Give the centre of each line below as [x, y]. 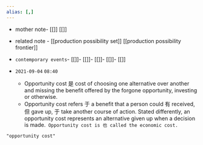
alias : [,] [20, 12]
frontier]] [26, 47]
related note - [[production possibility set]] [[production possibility [98, 41]
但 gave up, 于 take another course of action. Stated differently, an [107, 111]
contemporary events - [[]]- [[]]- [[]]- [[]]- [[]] [70, 59]
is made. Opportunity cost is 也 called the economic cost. [101, 124]
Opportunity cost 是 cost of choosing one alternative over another [107, 83]
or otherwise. [41, 96]
